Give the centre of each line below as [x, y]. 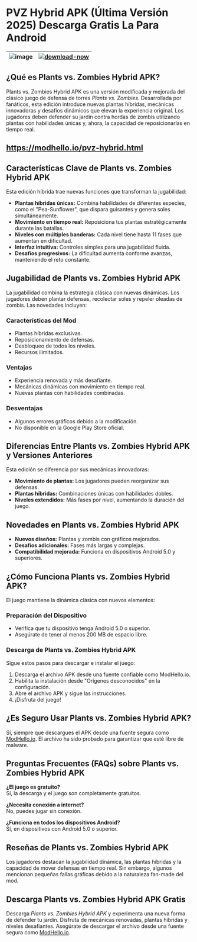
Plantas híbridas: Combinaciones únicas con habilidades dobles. [94, 494]
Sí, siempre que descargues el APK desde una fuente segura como [88, 732]
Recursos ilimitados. [39, 352]
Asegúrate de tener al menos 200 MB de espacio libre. [81, 635]
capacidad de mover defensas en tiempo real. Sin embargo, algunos [89, 868]
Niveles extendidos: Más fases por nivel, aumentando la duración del [99, 500]
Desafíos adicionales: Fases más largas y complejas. [80, 545]
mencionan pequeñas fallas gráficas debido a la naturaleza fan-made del [95, 875]
